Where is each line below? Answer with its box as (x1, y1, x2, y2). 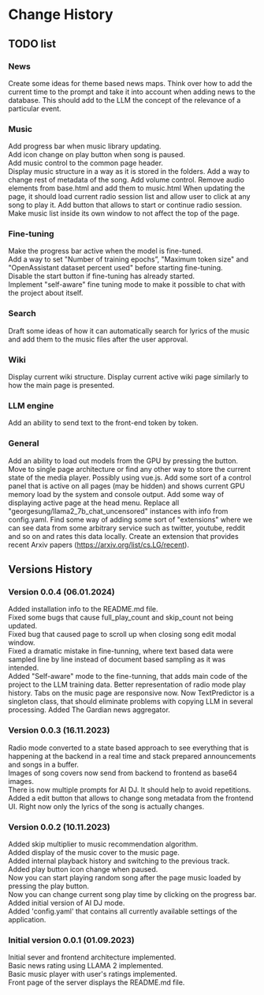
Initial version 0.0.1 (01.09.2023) (8, 934, 136, 945)
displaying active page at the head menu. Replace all (8, 498, 180, 507)
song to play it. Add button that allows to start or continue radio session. (8, 200, 243, 210)
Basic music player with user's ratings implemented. (8, 970, 177, 979)
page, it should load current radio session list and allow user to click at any (8, 192, 251, 202)
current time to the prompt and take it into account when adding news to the (8, 87, 256, 96)
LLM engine (8, 400, 54, 411)
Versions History (8, 563, 93, 576)
